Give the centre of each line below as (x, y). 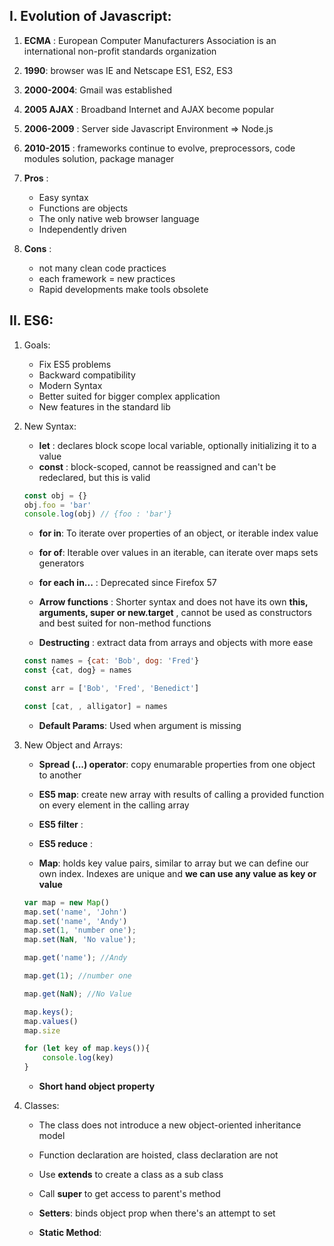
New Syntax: (50, 426)
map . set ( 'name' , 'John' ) (75, 912)
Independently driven (82, 229)
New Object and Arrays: (73, 745)
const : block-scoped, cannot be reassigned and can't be (157, 466)
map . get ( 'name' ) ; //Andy (75, 958)
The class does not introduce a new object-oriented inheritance (170, 1125)
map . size (42, 1030)
